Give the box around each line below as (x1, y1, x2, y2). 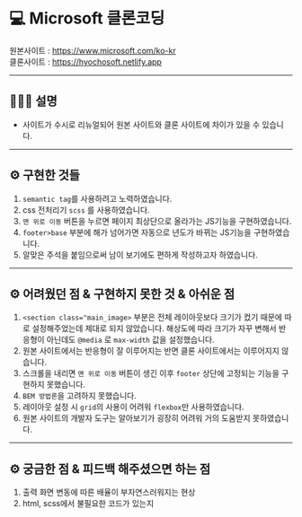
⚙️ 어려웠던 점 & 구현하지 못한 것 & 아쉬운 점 (9, 286, 235, 302)
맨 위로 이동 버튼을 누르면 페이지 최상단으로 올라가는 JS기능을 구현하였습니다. (22, 215, 292, 226)
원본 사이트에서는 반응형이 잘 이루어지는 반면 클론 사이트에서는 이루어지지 (22, 346, 280, 356)
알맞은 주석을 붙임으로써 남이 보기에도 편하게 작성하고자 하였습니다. (22, 249, 258, 260)
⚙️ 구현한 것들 (9, 168, 81, 183)
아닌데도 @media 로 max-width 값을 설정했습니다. (46, 334, 215, 346)
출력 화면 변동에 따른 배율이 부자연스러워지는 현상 (22, 486, 196, 498)
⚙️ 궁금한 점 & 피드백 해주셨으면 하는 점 (9, 461, 211, 477)
